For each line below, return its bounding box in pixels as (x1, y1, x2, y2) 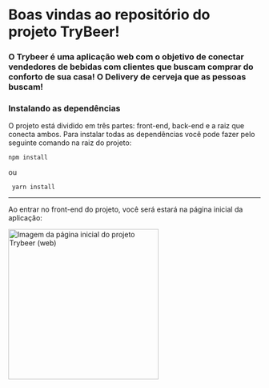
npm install (8, 154, 48, 162)
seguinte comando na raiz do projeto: (8, 138, 132, 148)
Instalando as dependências (8, 103, 121, 114)
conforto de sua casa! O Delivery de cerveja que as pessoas (8, 71, 247, 83)
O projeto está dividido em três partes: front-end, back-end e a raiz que (8, 121, 245, 131)
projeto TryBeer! (8, 22, 120, 41)
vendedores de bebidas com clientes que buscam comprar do (8, 62, 254, 73)
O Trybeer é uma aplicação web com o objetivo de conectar (8, 51, 244, 63)
